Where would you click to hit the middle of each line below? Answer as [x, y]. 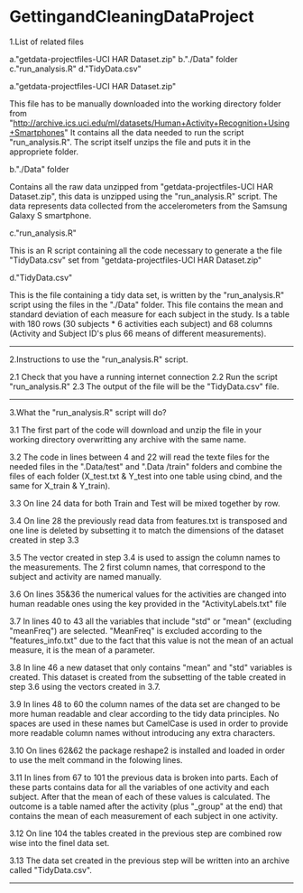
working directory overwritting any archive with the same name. [128, 439]
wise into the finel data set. [60, 842]
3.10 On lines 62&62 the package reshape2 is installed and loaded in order [147, 750]
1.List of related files [46, 42]
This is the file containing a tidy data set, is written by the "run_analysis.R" [147, 294]
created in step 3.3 [44, 540]
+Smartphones [37, 132]
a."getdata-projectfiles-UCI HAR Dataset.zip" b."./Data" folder [124, 59]
